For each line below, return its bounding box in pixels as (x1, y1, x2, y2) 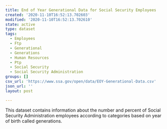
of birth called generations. (5, 118, 62, 124)
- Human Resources (10, 55, 50, 60)
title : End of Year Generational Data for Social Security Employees (5, 7, 157, 13)
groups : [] (5, 74, 29, 79)
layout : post (5, 88, 33, 94)
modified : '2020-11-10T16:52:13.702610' (5, 17, 93, 22)
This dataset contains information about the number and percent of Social (5, 107, 161, 113)
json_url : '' (5, 83, 33, 89)
